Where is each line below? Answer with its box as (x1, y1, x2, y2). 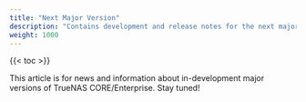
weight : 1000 (9, 30, 59, 39)
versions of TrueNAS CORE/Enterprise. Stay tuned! (9, 83, 200, 94)
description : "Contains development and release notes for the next (9, 22, 275, 31)
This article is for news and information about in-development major (9, 73, 265, 84)
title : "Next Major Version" (9, 13, 120, 23)
